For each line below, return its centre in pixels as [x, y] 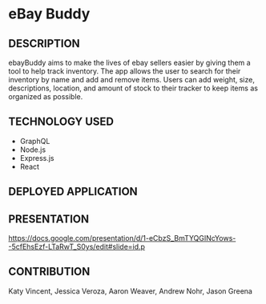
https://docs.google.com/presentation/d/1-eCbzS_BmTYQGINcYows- [122, 238]
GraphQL [35, 141]
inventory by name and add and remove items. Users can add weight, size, [131, 80]
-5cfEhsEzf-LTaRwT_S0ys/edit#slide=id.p [77, 247]
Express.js [37, 158]
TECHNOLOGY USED [61, 122]
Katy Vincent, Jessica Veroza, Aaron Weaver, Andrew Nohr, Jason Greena [130, 291]
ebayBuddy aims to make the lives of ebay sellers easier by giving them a [129, 62]
